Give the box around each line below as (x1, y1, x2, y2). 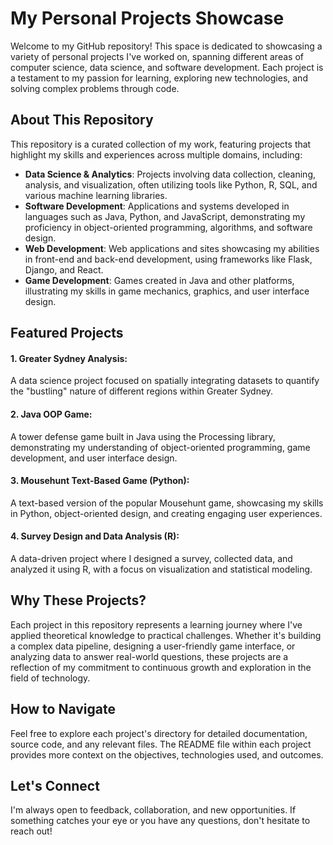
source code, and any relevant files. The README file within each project (10, 738, 312, 750)
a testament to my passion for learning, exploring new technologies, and (10, 72, 308, 84)
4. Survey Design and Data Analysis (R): (10, 530, 180, 542)
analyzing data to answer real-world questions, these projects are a (10, 650, 289, 662)
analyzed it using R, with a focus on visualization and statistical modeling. (10, 563, 313, 575)
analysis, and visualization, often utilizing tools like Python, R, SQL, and (24, 178, 318, 191)
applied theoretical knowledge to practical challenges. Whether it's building (10, 629, 322, 641)
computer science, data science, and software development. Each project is (10, 61, 324, 73)
